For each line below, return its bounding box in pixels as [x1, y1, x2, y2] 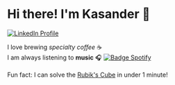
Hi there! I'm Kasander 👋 [7, 6, 151, 22]
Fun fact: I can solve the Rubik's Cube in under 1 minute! [7, 70, 168, 79]
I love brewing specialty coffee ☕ [7, 43, 103, 51]
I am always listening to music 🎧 [7, 53, 103, 62]
